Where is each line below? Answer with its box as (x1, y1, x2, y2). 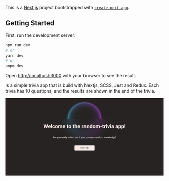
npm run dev (5, 42, 30, 47)
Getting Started (5, 19, 55, 27)
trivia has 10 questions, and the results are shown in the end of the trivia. (5, 88, 156, 94)
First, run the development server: (5, 32, 76, 38)
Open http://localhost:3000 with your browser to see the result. (5, 73, 137, 79)
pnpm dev (5, 64, 24, 69)
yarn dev (5, 53, 24, 58)
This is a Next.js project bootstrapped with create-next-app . (5, 5, 130, 10)
